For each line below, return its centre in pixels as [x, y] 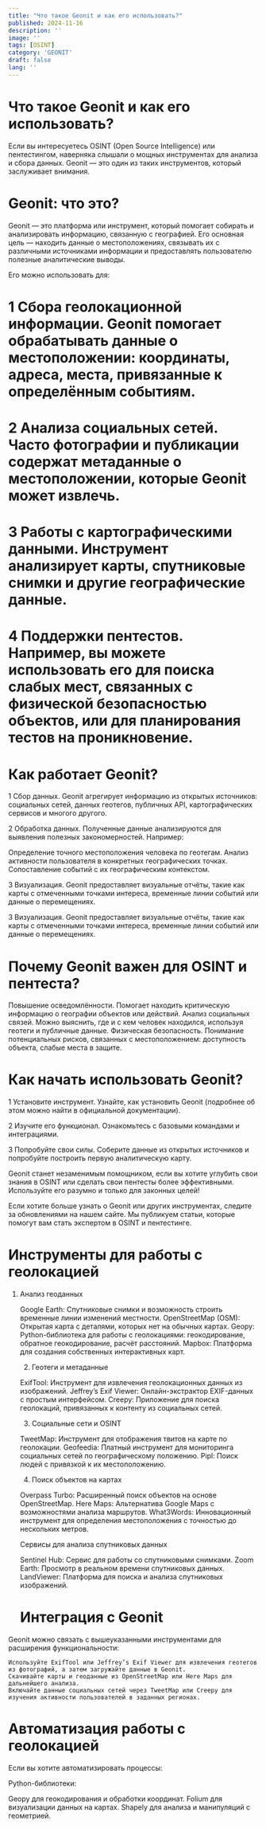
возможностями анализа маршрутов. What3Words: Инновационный [135, 1512]
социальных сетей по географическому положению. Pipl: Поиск [129, 1456]
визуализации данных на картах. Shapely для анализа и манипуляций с [129, 1807]
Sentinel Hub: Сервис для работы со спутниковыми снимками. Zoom [137, 1560]
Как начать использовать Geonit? [126, 1080]
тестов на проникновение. [100, 738]
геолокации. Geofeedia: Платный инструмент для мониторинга [127, 1447]
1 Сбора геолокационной [95, 307]
